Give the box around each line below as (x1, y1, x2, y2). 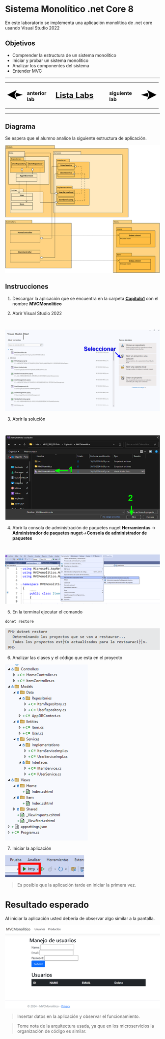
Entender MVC (12, 68, 42, 74)
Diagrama (5, 122, 36, 131)
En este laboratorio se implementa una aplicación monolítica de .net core (5, 20, 153, 26)
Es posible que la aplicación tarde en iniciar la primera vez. (17, 882, 137, 888)
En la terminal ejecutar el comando (12, 608, 82, 615)
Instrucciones (5, 283, 49, 291)
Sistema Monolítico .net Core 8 (5, 3, 134, 15)
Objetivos (5, 39, 35, 48)
